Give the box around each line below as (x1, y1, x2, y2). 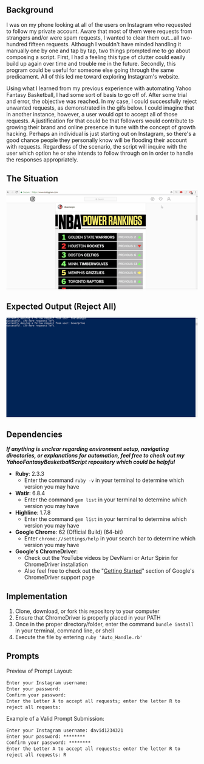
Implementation (6, 591, 68, 602)
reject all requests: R (6, 752, 67, 758)
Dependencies (6, 429, 63, 439)
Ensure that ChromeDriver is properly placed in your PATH (15, 614, 161, 621)
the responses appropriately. (6, 155, 78, 163)
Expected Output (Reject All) (6, 301, 117, 311)
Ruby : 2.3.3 (15, 470, 44, 477)
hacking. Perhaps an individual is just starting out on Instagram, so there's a (6, 130, 196, 137)
